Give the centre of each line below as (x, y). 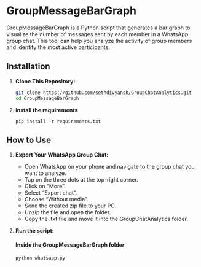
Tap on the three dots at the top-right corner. (81, 180)
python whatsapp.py (40, 258)
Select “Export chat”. (51, 193)
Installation (28, 67)
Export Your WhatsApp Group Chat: (62, 155)
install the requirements (46, 110)
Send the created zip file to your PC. (70, 206)
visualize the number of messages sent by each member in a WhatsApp (97, 34)
